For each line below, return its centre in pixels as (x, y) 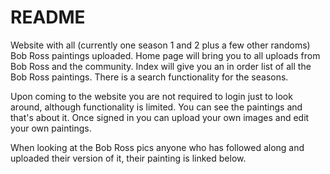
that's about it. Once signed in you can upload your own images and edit (160, 117)
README (48, 17)
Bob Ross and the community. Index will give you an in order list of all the (161, 66)
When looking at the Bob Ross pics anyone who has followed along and (157, 147)
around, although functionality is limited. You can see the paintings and (156, 107)
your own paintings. (51, 128)
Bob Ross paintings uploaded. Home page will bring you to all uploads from (165, 55)
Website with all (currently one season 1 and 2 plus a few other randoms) (160, 45)
